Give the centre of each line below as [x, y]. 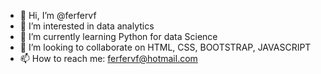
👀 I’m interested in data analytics [87, 26]
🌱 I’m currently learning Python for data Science [118, 36]
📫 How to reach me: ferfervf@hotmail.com [108, 58]
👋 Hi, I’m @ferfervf [58, 15]
